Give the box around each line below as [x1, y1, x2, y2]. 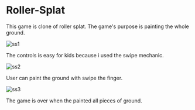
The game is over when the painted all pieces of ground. [6, 97, 142, 104]
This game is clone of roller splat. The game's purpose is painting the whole [6, 23, 189, 30]
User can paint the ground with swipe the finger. [6, 74, 123, 81]
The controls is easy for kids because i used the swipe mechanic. [6, 51, 164, 59]
